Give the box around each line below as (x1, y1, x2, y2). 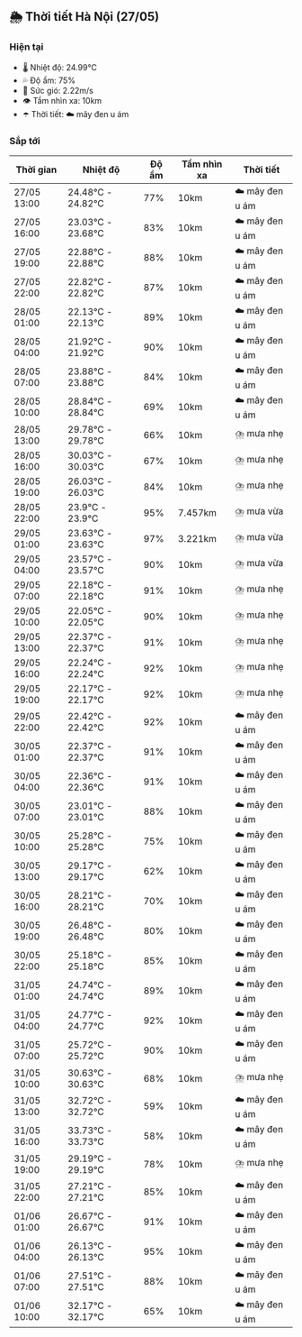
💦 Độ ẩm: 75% (22, 75, 76, 86)
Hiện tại (9, 41, 44, 53)
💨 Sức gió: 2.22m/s (22, 85, 94, 96)
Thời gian (15, 163, 58, 176)
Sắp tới (9, 134, 40, 147)
